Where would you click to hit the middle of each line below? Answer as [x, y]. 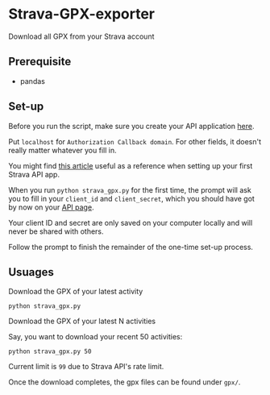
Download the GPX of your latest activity [76, 292]
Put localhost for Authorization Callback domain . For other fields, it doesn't [135, 141]
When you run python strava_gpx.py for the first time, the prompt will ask [130, 189]
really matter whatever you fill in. [62, 150]
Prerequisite [40, 62]
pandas [33, 81]
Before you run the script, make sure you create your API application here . [132, 126]
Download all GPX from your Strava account [81, 36]
